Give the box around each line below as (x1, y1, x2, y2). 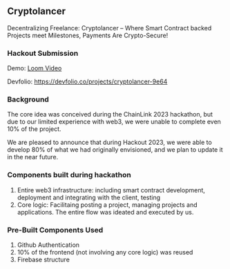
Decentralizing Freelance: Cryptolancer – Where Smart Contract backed (7, 23, 212, 32)
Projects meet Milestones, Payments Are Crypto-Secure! (7, 31, 169, 39)
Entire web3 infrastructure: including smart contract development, (17, 186, 206, 194)
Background (7, 94, 50, 104)
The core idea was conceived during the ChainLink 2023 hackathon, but (7, 110, 213, 119)
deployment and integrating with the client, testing (17, 193, 161, 201)
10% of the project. (7, 125, 61, 133)
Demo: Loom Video (7, 64, 62, 72)
